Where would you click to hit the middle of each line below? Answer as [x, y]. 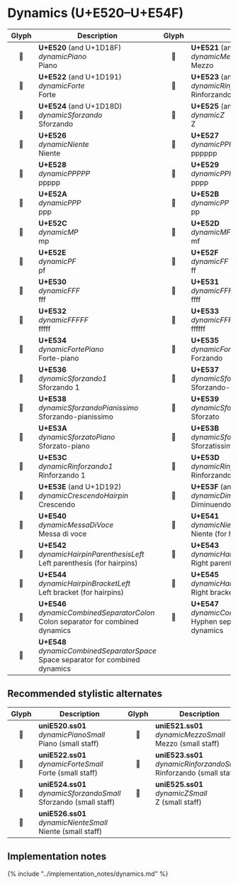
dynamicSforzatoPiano [77, 436]
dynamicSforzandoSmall [80, 793]
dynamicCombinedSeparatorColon [97, 612]
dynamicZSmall [181, 793]
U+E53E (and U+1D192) [80, 486]
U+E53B [205, 428]
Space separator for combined [89, 659]
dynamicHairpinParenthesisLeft [91, 554]
